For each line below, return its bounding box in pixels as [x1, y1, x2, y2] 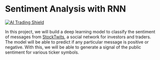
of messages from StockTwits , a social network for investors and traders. [5, 34, 151, 40]
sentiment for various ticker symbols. [5, 49, 79, 55]
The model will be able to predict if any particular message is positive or [5, 39, 149, 45]
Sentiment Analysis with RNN [5, 3, 126, 15]
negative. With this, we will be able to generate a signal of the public [5, 44, 142, 50]
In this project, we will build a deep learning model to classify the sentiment [5, 29, 156, 34]
